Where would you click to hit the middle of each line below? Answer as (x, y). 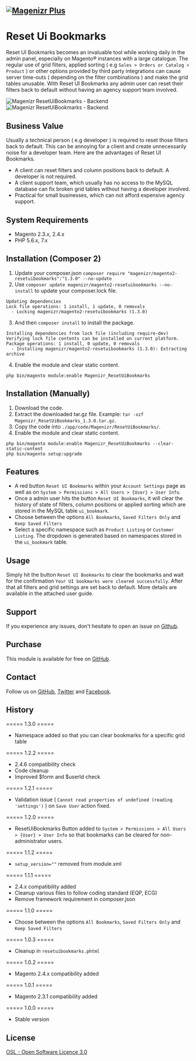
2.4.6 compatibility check (45, 764)
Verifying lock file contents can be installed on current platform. (93, 339)
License (21, 1038)
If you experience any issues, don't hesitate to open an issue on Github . (92, 626)
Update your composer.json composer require (70, 273)
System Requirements (47, 220)
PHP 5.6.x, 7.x (31, 240)
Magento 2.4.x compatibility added (57, 974)
